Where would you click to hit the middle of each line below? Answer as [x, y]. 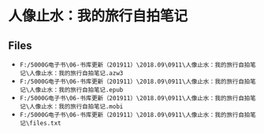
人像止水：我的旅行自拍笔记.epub [76, 90]
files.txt [45, 123]
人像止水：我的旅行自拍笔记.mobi [76, 107]
